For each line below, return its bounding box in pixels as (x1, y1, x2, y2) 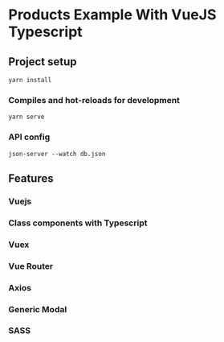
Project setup (8, 55, 78, 68)
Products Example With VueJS (8, 6, 217, 24)
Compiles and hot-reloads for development (8, 94, 181, 105)
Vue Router (8, 260, 54, 271)
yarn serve (8, 113, 45, 122)
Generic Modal (8, 303, 67, 315)
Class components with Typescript (8, 217, 148, 229)
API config (8, 131, 51, 142)
